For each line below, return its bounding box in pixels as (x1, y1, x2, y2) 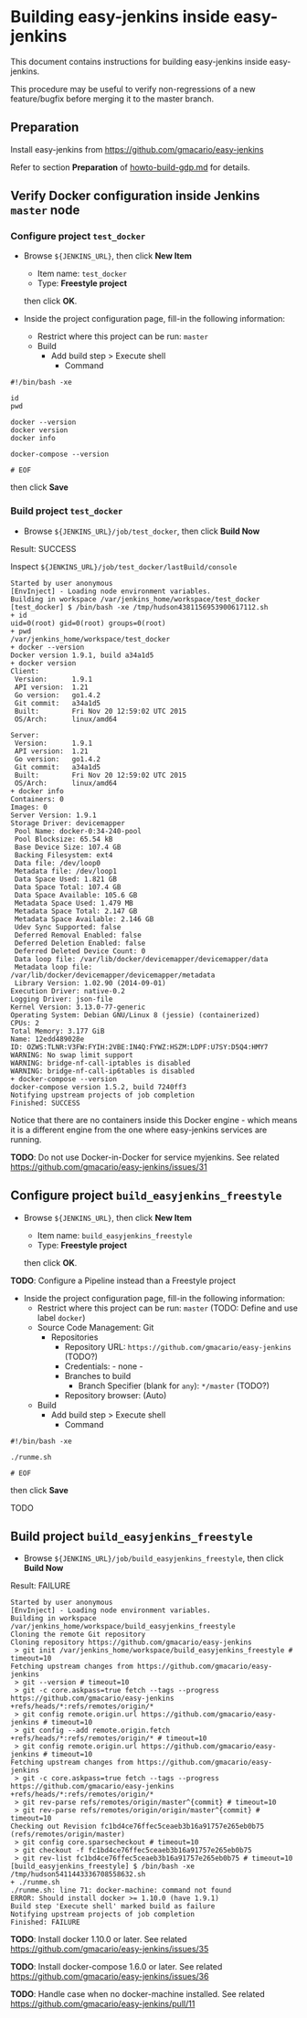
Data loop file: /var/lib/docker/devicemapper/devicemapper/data (14, 954, 269, 963)
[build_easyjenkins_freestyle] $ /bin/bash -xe (10, 1862, 196, 1871)
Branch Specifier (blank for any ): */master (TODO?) (78, 1380, 270, 1391)
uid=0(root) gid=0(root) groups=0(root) (10, 619, 167, 628)
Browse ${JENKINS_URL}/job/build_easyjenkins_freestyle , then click (23, 1553, 284, 1564)
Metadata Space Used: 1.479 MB (14, 898, 133, 908)
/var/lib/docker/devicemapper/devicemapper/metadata (10, 971, 216, 980)
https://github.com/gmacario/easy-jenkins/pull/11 (10, 1999, 196, 2010)
